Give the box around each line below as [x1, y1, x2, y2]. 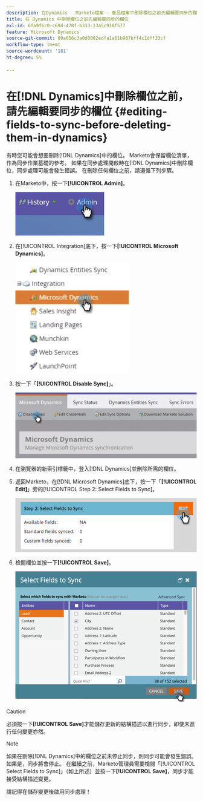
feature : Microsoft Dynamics [6, 29, 80, 35]
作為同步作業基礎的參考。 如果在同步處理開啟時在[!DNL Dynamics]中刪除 [6, 159, 188, 166]
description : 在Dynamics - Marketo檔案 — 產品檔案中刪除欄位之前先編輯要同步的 [6, 10, 193, 16]
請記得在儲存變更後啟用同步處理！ [6, 788, 91, 795]
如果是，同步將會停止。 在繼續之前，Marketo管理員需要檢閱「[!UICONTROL [6, 760, 195, 767]
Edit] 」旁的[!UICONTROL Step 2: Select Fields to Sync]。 [14, 485, 158, 492]
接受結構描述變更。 [6, 775, 54, 782]
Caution [6, 708, 26, 715]
